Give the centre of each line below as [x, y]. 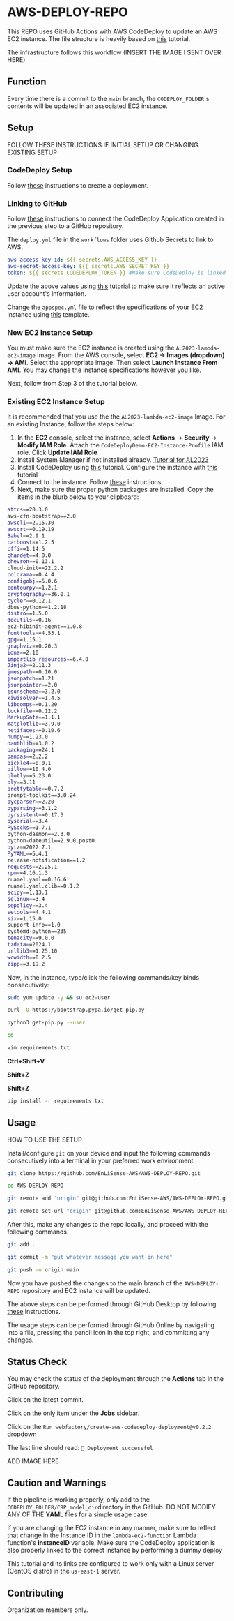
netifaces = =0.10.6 [34, 731]
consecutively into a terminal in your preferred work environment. [101, 1160]
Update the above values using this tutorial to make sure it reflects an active [116, 286]
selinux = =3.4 [26, 899]
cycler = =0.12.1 [29, 601]
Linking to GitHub [37, 203]
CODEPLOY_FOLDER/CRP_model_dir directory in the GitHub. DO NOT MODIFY [111, 1507]
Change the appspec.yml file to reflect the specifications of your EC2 [105, 307]
